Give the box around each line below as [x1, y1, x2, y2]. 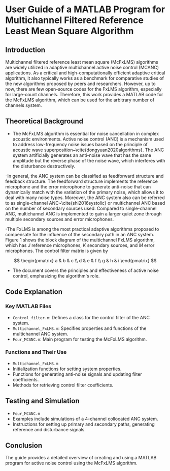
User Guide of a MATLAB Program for [5, 4, 165, 15]
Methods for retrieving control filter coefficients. [12, 382, 114, 388]
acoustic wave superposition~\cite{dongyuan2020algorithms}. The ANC [12, 147, 164, 153]
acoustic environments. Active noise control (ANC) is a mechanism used [12, 136, 164, 142]
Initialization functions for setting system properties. [12, 366, 122, 372]
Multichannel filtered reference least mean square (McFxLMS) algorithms [5, 59, 158, 65]
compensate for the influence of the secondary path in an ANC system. [5, 231, 155, 237]
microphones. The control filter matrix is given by [5, 247, 108, 254]
